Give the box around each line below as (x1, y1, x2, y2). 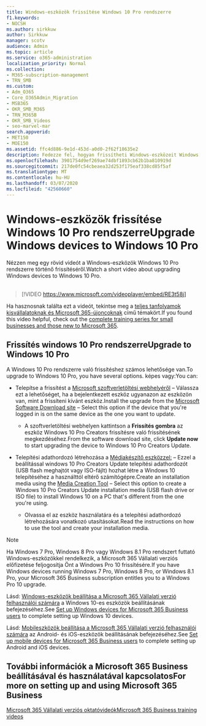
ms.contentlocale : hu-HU (6, 174, 70, 181)
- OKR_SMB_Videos (6, 117, 51, 123)
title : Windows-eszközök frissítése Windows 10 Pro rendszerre (6, 9, 172, 15)
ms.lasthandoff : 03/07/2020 (6, 181, 78, 187)
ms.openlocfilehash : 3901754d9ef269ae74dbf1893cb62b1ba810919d (6, 157, 172, 163)
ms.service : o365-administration (6, 55, 92, 61)
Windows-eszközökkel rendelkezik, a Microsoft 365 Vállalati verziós (6, 554, 178, 562)
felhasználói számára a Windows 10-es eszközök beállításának (6, 599, 166, 606)
